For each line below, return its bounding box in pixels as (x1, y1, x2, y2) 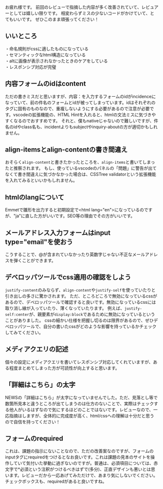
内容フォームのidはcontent (5, 80, 86, 88)
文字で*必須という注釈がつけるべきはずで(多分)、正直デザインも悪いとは (5, 466, 151, 472)
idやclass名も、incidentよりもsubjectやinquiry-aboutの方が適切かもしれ (13, 123, 158, 130)
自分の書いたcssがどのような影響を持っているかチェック (43, 323, 157, 329)
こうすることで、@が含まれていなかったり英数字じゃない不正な (5, 252, 133, 258)
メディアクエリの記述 (5, 345, 69, 353)
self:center (5, 312, 29, 317)
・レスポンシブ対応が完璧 (5, 64, 56, 70)
